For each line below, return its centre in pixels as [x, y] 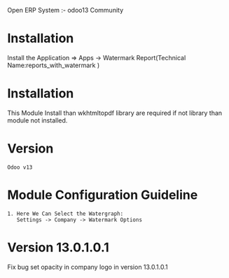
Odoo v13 [20, 167]
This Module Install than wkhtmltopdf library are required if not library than [115, 113]
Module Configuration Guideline [103, 195]
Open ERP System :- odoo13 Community [65, 10]
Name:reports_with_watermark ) [54, 65]
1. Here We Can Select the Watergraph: [65, 214]
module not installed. [37, 120]
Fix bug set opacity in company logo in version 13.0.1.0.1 [88, 267]
